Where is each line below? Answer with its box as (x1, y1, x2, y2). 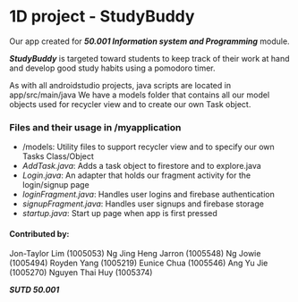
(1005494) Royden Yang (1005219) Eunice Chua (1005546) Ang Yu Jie (9, 257, 268, 269)
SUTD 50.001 (9, 284, 60, 296)
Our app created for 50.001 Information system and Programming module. (9, 36, 290, 46)
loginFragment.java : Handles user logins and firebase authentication (21, 189, 275, 200)
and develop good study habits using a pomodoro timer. (9, 63, 217, 73)
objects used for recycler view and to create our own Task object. (9, 98, 251, 109)
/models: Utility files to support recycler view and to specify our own (21, 141, 275, 153)
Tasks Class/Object (21, 151, 94, 162)
